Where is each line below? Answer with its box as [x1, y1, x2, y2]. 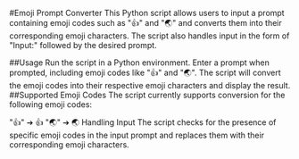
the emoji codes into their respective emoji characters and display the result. [9, 80, 291, 90]
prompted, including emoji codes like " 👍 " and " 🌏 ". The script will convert [9, 67, 281, 78]
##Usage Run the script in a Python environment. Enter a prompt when [9, 57, 270, 68]
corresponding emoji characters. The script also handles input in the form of [9, 30, 290, 41]
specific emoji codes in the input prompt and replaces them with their [9, 130, 265, 140]
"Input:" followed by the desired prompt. [9, 40, 158, 50]
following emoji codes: [9, 99, 92, 110]
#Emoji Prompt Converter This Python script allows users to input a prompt [9, 8, 285, 18]
